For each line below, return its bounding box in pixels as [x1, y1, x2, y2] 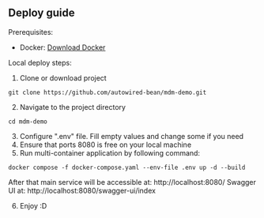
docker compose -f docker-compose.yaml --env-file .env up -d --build [8, 163, 246, 171]
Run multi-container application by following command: [19, 148, 200, 157]
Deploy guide [8, 6, 75, 20]
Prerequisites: [8, 27, 54, 36]
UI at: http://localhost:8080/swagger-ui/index [8, 186, 157, 195]
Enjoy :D [19, 201, 47, 210]
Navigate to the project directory [19, 102, 126, 111]
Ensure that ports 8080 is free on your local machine [19, 140, 192, 149]
